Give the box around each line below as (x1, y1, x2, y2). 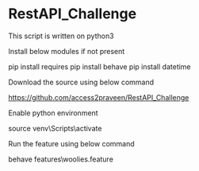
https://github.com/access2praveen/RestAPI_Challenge (8, 92, 189, 102)
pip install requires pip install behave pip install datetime (8, 61, 192, 72)
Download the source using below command (8, 77, 155, 87)
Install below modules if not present (8, 46, 125, 56)
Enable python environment (8, 108, 98, 118)
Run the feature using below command (8, 138, 135, 148)
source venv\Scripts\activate (8, 123, 102, 133)
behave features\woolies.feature (8, 154, 113, 164)
